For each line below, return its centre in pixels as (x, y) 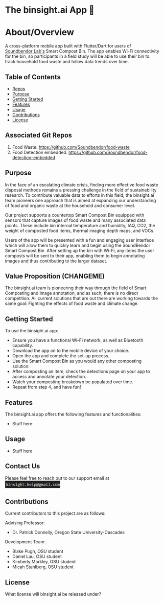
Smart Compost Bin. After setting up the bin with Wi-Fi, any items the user (80, 250)
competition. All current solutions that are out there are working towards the (82, 299)
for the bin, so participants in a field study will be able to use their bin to (77, 56)
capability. (23, 346)
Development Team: (25, 542)
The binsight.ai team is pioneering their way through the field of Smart (76, 288)
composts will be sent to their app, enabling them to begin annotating (75, 255)
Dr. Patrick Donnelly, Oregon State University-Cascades (68, 533)
